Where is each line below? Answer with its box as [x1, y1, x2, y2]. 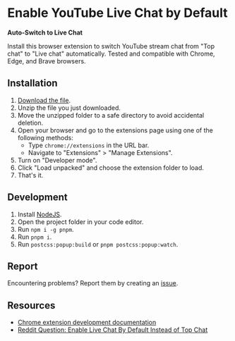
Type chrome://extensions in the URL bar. [28, 141, 150, 149]
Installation [7, 77, 58, 89]
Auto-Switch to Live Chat [7, 28, 83, 37]
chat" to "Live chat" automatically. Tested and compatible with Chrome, [7, 49, 215, 58]
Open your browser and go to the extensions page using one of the [17, 125, 214, 135]
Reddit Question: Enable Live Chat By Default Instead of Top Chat [17, 325, 208, 334]
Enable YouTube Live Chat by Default [7, 5, 228, 21]
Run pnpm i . [17, 232, 52, 241]
